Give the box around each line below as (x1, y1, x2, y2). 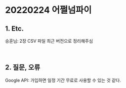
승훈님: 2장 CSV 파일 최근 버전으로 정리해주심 (5, 38, 93, 44)
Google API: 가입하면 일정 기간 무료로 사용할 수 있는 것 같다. (5, 77, 121, 83)
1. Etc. (5, 24, 24, 32)
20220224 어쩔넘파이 (5, 4, 92, 16)
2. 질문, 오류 (5, 63, 41, 72)
